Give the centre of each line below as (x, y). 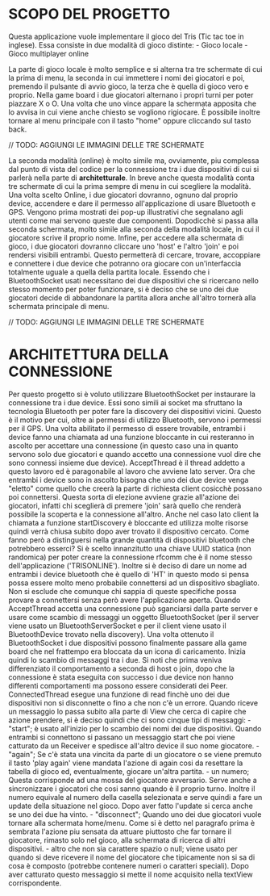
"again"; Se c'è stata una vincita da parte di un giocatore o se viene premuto (135, 754)
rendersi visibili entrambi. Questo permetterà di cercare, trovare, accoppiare (135, 254)
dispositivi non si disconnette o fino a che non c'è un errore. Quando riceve (133, 702)
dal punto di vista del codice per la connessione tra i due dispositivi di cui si (134, 169)
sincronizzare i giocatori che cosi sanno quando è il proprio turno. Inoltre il (132, 789)
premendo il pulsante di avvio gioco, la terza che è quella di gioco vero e (129, 86)
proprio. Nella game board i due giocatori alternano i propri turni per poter (131, 94)
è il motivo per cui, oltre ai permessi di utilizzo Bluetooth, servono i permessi (135, 420)
